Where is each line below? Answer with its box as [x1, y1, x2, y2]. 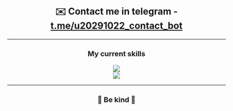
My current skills [87, 49, 146, 58]
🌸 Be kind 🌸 [96, 95, 137, 105]
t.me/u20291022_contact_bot [50, 20, 183, 32]
